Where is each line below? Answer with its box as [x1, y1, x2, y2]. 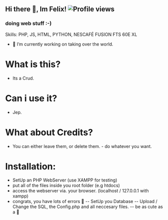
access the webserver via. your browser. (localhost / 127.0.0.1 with [12, 188, 149, 194]
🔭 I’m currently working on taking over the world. [12, 41, 114, 47]
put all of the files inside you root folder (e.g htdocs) [12, 182, 120, 188]
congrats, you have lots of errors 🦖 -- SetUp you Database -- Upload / [12, 198, 158, 204]
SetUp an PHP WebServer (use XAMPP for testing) [12, 177, 118, 183]
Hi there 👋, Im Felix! [5, 5, 67, 13]
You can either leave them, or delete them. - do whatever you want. [12, 143, 152, 149]
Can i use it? [5, 92, 58, 104]
